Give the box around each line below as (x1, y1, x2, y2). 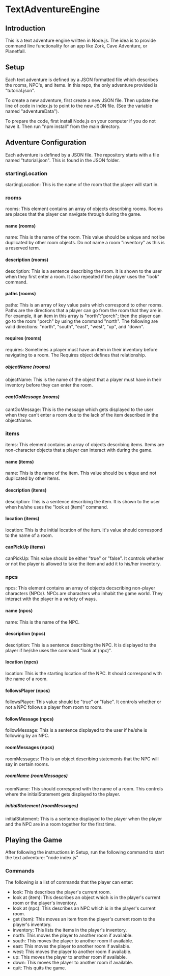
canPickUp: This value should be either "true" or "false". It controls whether (5, 555, 164, 561)
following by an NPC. (5, 733, 49, 739)
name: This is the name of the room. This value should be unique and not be (5, 234, 165, 240)
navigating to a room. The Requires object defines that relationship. (5, 352, 147, 358)
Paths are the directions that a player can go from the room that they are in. (5, 307, 163, 313)
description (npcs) (5, 631, 46, 637)
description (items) (5, 487, 47, 493)
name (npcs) (5, 607, 33, 613)
